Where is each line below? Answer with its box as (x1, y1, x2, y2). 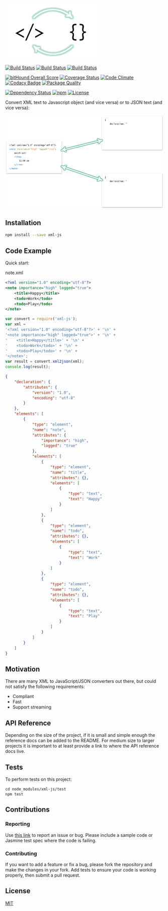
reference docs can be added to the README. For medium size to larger (5, 737, 155, 743)
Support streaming (12, 704, 52, 710)
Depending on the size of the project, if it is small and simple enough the (5, 732, 155, 738)
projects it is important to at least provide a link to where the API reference (5, 743, 159, 749)
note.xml (5, 270, 24, 276)
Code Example (5, 246, 52, 255)
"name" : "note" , (32, 427, 66, 433)
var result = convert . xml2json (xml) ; (5, 359, 85, 364)
